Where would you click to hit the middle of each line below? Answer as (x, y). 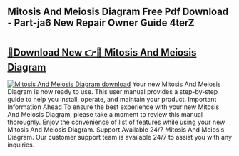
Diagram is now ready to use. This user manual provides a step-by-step (113, 92)
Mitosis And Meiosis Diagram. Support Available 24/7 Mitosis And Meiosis (116, 130)
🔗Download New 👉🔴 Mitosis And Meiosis (102, 52)
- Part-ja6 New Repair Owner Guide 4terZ (101, 23)
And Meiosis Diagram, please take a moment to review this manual (105, 114)
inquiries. (21, 145)
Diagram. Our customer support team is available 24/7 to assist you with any (120, 137)
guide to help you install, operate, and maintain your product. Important (112, 99)
